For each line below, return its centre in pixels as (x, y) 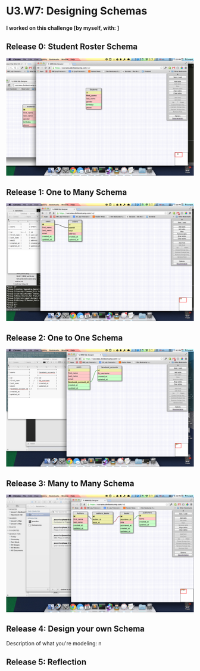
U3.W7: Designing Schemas (77, 11)
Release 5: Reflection (46, 662)
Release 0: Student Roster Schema (72, 47)
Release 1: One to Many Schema (67, 192)
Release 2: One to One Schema (65, 338)
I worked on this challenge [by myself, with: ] (63, 27)
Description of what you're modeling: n (54, 643)
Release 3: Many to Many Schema (70, 483)
